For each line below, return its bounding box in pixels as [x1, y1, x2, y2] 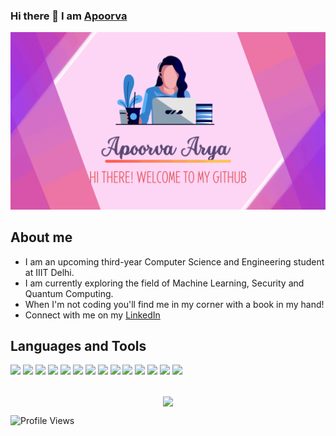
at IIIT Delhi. [24, 266, 75, 278]
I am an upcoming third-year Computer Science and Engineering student [24, 255, 325, 268]
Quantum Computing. [24, 287, 114, 299]
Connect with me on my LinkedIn [24, 309, 161, 321]
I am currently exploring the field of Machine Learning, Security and [24, 277, 305, 289]
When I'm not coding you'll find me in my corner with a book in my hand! [24, 298, 325, 310]
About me [10, 229, 73, 246]
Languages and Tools [10, 338, 147, 354]
